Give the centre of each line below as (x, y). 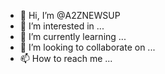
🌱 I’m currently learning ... (73, 36)
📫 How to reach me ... (66, 58)
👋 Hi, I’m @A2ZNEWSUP (70, 15)
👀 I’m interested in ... (62, 26)
